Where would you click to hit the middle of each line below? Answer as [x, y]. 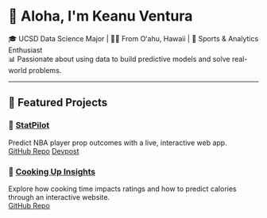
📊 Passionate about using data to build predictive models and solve [119, 59]
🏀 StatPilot [29, 125]
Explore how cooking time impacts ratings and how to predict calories [122, 189]
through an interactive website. [59, 197]
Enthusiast [25, 50]
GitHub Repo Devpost [44, 151]
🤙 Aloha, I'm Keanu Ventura [101, 16]
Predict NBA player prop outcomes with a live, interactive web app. [118, 143]
